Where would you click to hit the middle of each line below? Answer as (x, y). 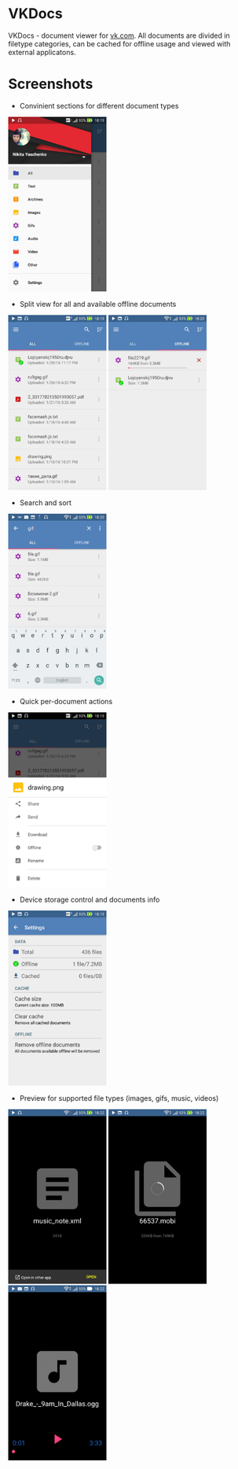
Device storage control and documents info (90, 900)
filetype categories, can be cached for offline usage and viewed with (119, 43)
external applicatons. (42, 52)
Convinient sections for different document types (99, 105)
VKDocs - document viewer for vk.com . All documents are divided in (119, 35)
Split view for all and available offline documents (98, 305)
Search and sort (46, 502)
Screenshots (51, 84)
